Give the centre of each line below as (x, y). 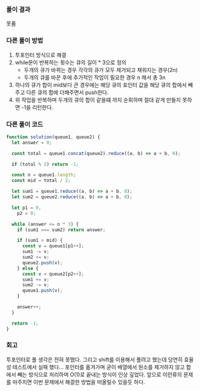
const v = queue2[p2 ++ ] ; (53, 274)
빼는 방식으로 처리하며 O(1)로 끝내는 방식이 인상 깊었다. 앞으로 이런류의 (100, 374)
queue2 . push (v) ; (42, 263)
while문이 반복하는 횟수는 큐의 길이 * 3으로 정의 (71, 62)
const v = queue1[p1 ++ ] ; (53, 246)
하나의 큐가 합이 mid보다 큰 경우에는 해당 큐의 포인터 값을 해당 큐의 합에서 (101, 84)
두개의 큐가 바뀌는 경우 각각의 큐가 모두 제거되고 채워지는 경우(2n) (101, 69)
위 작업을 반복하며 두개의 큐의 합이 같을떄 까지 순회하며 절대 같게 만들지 (98, 99)
